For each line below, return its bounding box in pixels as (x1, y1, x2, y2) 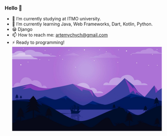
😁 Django (11, 26, 33, 32)
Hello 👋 (4, 4, 22, 11)
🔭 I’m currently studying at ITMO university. (11, 16, 101, 22)
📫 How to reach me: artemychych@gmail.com (11, 32, 108, 38)
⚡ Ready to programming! (11, 39, 65, 45)
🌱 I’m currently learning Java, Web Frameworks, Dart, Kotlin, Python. (11, 21, 153, 27)
